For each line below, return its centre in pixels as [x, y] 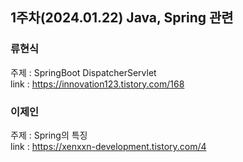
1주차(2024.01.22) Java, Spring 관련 [122, 18]
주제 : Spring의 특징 [49, 135]
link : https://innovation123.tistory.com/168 [97, 84]
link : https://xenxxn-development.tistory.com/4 [108, 146]
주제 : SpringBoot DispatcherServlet [83, 72]
